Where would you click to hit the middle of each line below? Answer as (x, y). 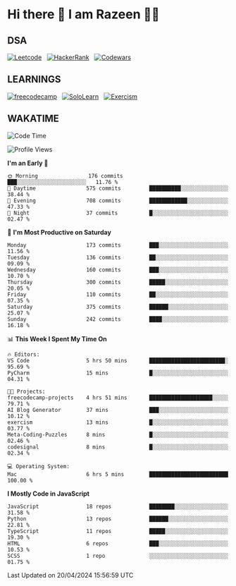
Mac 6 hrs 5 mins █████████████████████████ (118, 474)
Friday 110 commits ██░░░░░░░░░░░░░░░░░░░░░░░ (118, 294)
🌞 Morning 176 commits (65, 176)
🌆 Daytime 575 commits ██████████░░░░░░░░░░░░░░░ (118, 188)
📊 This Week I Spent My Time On (57, 338)
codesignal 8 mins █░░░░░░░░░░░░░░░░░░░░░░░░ (118, 447)
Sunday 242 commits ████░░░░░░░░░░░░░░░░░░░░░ (118, 319)
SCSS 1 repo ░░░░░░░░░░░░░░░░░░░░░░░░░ (118, 556)
